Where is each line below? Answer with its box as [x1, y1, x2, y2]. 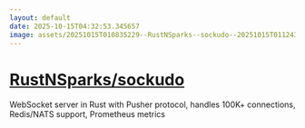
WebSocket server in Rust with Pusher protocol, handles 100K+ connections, [9, 99, 297, 110]
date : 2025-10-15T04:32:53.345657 [9, 22, 141, 31]
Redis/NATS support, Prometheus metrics [9, 109, 166, 120]
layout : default [9, 13, 71, 23]
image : [9, 30, 34, 39]
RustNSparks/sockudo [9, 69, 185, 90]
